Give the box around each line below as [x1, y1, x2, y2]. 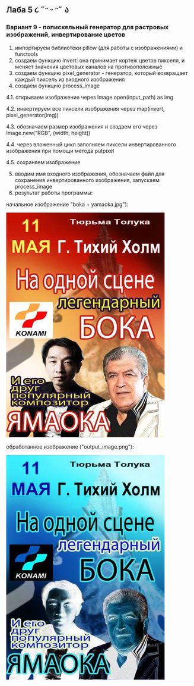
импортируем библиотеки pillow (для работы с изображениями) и [14, 44, 183, 51]
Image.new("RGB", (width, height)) [6, 129, 91, 136]
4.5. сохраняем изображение [6, 158, 81, 165]
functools [14, 50, 39, 58]
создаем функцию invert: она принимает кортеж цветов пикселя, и [14, 57, 185, 64]
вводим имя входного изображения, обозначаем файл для [14, 170, 165, 177]
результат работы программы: [14, 189, 93, 196]
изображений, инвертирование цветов [6, 30, 126, 39]
